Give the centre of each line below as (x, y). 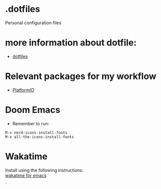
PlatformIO (23, 90)
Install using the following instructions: (44, 170)
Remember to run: (31, 123)
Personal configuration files (33, 23)
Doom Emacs (33, 110)
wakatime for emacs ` (27, 175)
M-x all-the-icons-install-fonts (40, 137)
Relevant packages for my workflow (81, 76)
